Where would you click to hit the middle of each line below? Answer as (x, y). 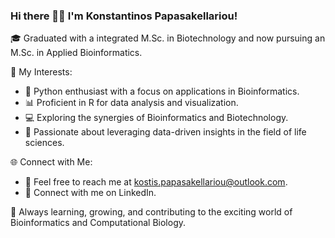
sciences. (44, 143)
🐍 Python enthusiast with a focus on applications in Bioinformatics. (162, 91)
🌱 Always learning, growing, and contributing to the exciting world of (151, 212)
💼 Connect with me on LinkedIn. (90, 193)
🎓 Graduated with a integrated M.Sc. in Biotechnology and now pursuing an (168, 38)
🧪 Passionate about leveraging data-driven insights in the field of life (165, 132)
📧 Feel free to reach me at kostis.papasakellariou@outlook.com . (156, 182)
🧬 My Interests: (41, 72)
